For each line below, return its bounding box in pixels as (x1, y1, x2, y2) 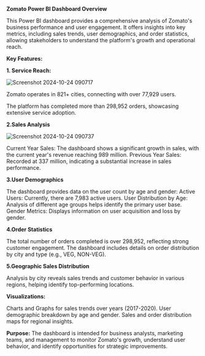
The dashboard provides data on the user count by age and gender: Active (6, 188, 195, 195)
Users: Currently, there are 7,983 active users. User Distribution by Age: (6, 194, 188, 202)
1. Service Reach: (6, 67, 52, 74)
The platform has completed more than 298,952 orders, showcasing (6, 102, 179, 110)
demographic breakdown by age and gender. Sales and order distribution (6, 311, 192, 318)
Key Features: (6, 55, 43, 62)
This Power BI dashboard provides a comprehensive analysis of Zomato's (6, 17, 193, 24)
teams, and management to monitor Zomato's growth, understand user (6, 336, 186, 343)
